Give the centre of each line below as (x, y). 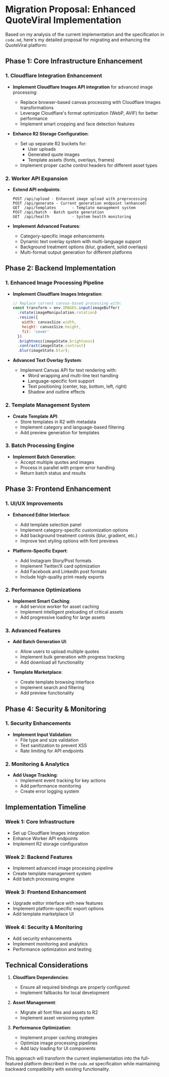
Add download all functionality (52, 662)
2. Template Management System (48, 405)
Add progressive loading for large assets (63, 617)
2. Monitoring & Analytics (37, 764)
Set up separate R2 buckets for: (53, 143)
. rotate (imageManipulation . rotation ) (57, 313)
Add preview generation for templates (60, 432)
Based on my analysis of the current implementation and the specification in (85, 34)
